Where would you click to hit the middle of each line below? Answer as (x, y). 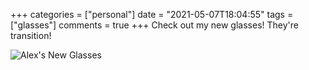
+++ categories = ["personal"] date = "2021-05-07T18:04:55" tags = (152, 14)
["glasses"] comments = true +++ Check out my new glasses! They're (154, 25)
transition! (31, 35)
